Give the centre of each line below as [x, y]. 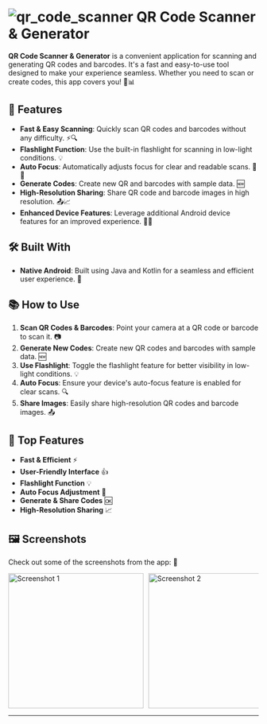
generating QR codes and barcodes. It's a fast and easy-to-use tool [119, 64]
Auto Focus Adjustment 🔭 [63, 492]
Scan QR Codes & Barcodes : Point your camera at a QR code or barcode [139, 328]
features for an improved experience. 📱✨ [86, 221]
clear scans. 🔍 [44, 392]
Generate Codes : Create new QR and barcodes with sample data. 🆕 [132, 184]
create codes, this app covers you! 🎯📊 [72, 81]
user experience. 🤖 [50, 279]
